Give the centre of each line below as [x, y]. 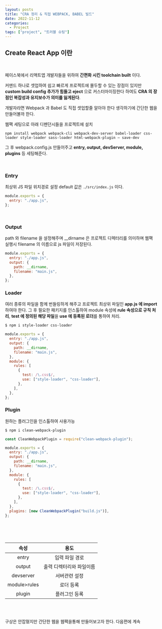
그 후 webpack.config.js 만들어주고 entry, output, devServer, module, [74, 147]
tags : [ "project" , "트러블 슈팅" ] [37, 32]
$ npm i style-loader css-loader [39, 325]
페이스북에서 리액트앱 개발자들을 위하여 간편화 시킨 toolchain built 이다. [73, 75]
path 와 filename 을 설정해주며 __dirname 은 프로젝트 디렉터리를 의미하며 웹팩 [79, 238]
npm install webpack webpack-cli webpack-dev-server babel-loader [73, 133]
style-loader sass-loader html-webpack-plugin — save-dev [80, 137]
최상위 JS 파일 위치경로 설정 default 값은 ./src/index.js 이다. [64, 187]
